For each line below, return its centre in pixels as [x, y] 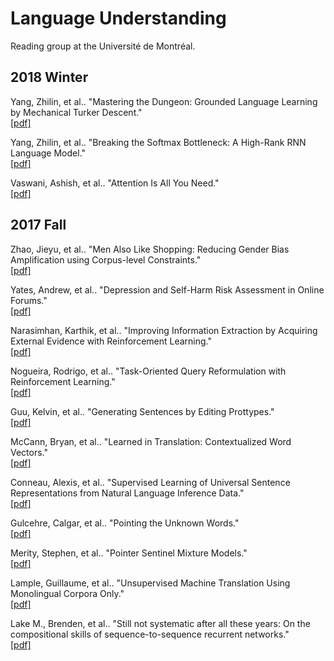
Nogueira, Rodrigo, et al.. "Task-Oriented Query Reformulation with [148, 371]
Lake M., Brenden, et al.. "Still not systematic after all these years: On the [160, 623]
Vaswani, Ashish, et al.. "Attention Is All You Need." [115, 183]
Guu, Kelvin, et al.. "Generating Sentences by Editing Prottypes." [142, 411]
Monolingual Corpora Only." [67, 593]
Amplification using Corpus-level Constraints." [106, 259]
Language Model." [48, 153]
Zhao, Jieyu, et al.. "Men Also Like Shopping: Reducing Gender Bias [150, 249]
